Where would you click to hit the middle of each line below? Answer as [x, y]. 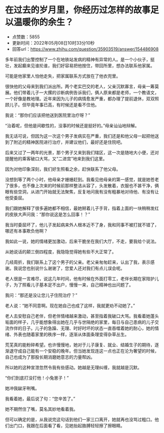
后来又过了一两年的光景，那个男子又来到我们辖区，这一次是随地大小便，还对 [82, 152]
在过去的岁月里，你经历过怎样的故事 [78, 10]
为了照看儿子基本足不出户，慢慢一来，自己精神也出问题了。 [73, 285]
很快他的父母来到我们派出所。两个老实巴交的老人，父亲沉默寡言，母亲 [76, 86]
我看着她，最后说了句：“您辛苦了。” [40, 398]
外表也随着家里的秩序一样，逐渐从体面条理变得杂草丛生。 [71, 334]
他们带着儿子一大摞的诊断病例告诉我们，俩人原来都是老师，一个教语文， [86, 92]
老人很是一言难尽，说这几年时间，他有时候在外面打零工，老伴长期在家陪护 [80, 278]
